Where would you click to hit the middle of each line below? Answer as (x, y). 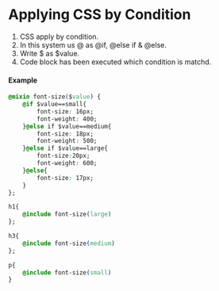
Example (23, 80)
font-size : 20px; (63, 156)
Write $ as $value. (50, 53)
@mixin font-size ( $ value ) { (55, 97)
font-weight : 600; (67, 163)
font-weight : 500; (67, 141)
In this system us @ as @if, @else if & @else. (93, 44)
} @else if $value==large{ (65, 148)
